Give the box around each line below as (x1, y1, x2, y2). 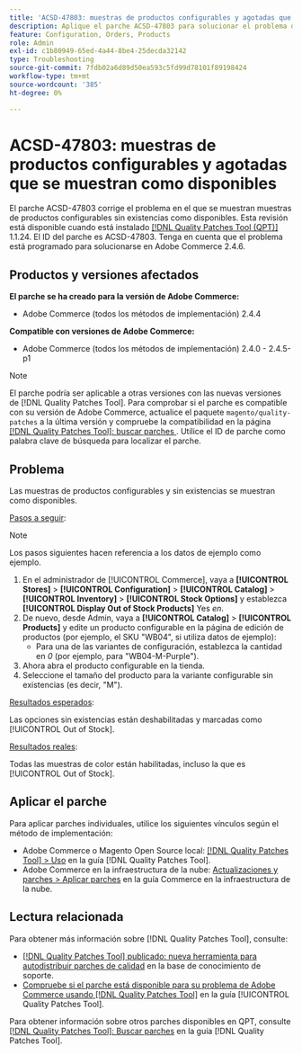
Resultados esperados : (9, 697, 94, 708)
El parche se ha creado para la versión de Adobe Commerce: (9, 291, 240, 302)
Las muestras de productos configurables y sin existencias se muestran (9, 486, 276, 496)
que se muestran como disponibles (9, 173, 277, 193)
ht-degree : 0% (9, 88, 63, 97)
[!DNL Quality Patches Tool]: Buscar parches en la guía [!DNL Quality (9, 1025, 265, 1036)
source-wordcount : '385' (9, 80, 102, 89)
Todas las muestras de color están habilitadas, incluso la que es (9, 759, 246, 770)
